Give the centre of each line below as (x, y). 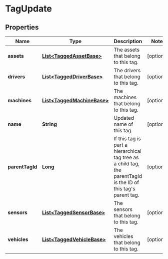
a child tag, (127, 164)
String (49, 124)
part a (120, 145)
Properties (22, 27)
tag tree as (126, 157)
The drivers (127, 70)
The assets (127, 50)
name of (123, 124)
